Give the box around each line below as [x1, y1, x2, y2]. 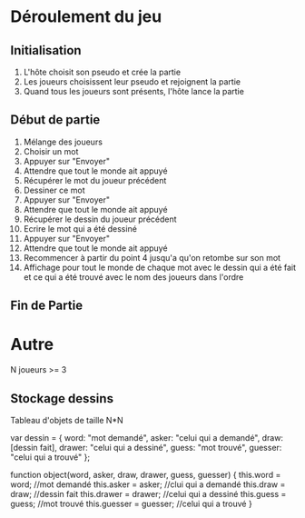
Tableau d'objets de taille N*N [10, 414, 123, 425]
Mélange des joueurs [23, 136, 103, 147]
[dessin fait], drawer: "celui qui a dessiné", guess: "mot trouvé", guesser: [10, 442, 282, 453]
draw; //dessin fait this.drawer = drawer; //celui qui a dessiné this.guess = [10, 488, 287, 499]
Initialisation [10, 43, 82, 58]
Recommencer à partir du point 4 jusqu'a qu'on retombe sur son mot [23, 252, 280, 263]
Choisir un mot [23, 145, 79, 156]
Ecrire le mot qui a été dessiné [23, 223, 137, 234]
